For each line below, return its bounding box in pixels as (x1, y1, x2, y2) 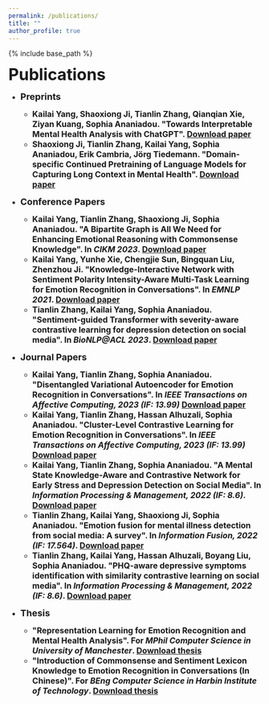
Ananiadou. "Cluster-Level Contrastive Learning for (31, 419, 234, 430)
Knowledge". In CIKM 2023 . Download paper (31, 244, 207, 255)
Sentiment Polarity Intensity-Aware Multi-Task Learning (31, 274, 250, 286)
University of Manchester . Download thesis (31, 645, 202, 657)
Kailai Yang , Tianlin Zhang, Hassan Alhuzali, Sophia (31, 410, 233, 421)
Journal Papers (19, 352, 88, 363)
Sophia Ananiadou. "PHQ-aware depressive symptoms (31, 560, 247, 571)
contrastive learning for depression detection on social (31, 324, 247, 336)
